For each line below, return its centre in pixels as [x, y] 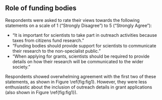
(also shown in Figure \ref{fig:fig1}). [41, 92]
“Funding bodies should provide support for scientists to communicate [84, 46]
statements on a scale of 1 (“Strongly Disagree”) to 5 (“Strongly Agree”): [79, 25]
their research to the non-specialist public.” [56, 51]
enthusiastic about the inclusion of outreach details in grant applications [79, 87]
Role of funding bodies [41, 8]
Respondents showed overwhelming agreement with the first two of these [81, 76]
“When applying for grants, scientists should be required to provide [81, 56]
